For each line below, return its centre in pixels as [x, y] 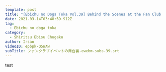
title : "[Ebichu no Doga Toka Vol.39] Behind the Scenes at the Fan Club [83, 14]
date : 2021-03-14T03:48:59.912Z [39, 19]
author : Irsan [20, 42]
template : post [21, 10]
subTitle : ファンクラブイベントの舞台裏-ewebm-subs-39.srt [62, 51]
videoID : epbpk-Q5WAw [28, 46]
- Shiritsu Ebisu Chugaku [37, 37]
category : [15, 33]
